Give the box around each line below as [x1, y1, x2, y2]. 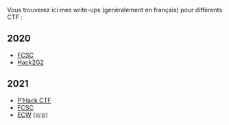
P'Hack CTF [16, 96, 51, 105]
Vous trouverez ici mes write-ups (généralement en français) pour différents [7, 6, 223, 14]
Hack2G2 [16, 58, 45, 66]
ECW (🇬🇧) [16, 111, 49, 119]
